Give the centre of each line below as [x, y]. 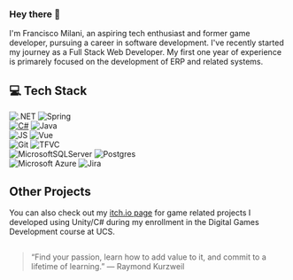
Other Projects [50, 191]
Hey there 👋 [35, 14]
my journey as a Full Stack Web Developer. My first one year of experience [145, 52]
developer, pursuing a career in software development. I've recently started [147, 43]
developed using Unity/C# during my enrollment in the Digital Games [134, 222]
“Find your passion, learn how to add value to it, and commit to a [149, 257]
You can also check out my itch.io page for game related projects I [130, 213]
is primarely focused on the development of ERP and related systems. [136, 62]
